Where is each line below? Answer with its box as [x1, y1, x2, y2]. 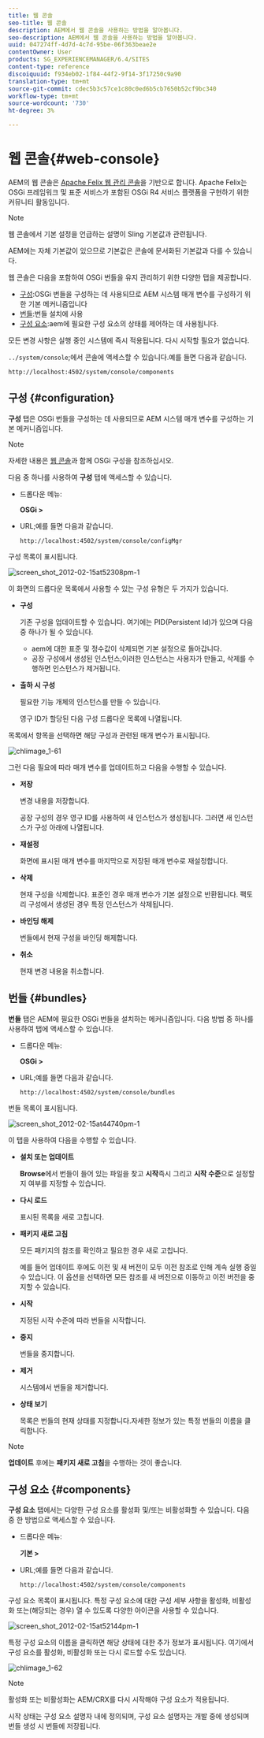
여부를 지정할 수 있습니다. [28, 1179, 106, 1188]
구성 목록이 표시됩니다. [8, 551, 78, 561]
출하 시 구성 [19, 680, 55, 689]
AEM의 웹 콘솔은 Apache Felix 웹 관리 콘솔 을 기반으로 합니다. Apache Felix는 [8, 177, 247, 187]
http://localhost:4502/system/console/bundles [19, 1088, 176, 1096]
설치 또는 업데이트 [19, 1152, 75, 1161]
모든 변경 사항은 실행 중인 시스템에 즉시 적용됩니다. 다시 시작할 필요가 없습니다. [8, 336, 250, 345]
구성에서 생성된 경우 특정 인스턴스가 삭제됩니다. [28, 899, 173, 908]
